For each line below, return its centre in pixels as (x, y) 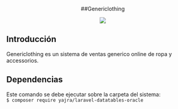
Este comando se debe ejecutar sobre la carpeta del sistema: (83, 94)
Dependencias (35, 79)
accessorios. (22, 60)
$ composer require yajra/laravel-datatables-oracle (75, 100)
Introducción (32, 39)
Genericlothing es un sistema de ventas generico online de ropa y (89, 54)
